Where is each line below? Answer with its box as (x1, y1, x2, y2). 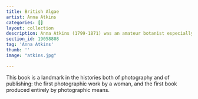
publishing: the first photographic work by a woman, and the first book (6, 80, 177, 87)
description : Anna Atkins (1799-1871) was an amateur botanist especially (6, 31, 194, 37)
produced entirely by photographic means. (6, 86, 110, 93)
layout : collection (6, 25, 54, 31)
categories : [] (6, 19, 44, 25)
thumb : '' (6, 47, 31, 53)
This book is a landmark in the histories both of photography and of (6, 74, 170, 81)
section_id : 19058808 (6, 36, 60, 42)
